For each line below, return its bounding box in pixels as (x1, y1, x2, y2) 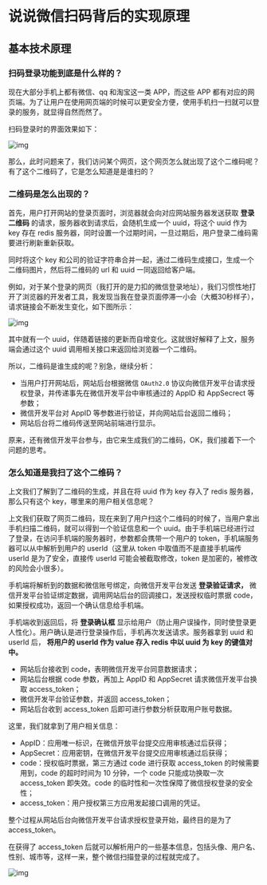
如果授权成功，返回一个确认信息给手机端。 (8, 601, 148, 610)
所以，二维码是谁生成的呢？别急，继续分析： (8, 361, 155, 371)
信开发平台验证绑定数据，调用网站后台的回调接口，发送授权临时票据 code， (8, 590, 257, 600)
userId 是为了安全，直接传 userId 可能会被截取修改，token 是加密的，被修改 (8, 554, 257, 563)
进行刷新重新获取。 (14, 238, 78, 248)
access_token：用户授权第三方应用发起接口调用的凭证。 (19, 798, 205, 808)
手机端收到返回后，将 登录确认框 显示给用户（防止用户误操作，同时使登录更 (8, 617, 257, 627)
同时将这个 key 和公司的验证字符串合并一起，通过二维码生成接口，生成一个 (8, 255, 254, 264)
